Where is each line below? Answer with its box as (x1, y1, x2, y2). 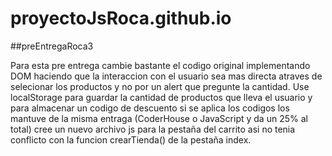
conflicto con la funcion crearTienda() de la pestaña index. (10, 133, 252, 146)
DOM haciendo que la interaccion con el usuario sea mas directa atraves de (10, 70, 323, 82)
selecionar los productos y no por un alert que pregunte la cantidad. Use (10, 80, 310, 92)
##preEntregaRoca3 (10, 40, 94, 52)
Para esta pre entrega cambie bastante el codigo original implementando (10, 59, 311, 71)
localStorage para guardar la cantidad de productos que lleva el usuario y (10, 91, 313, 103)
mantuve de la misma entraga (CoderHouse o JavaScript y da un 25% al (10, 112, 308, 124)
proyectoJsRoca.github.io (10, 7, 232, 30)
